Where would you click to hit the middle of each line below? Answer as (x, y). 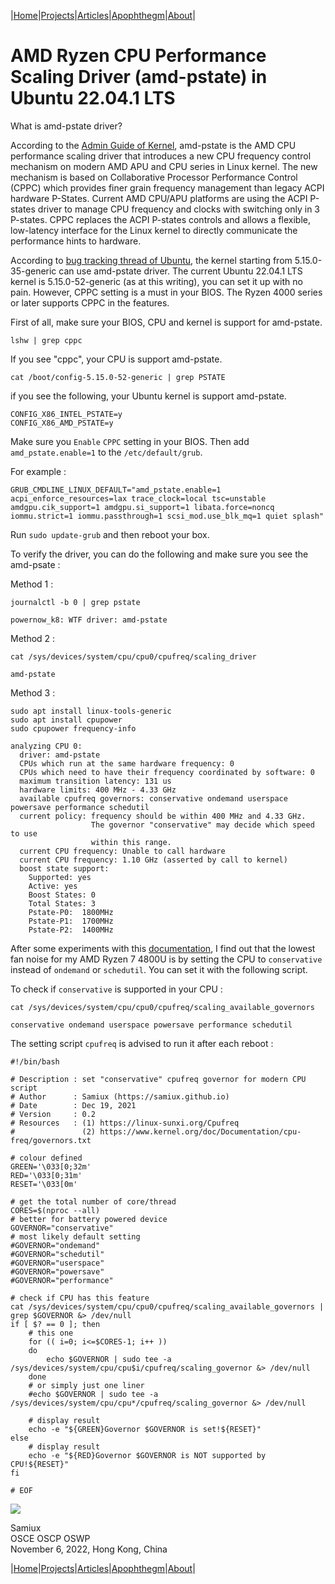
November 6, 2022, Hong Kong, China (89, 1549)
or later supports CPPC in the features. (90, 302)
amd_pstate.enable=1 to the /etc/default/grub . (106, 452)
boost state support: (64, 868)
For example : (38, 471)
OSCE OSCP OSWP (50, 1538)
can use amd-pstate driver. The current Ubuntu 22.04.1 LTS (180, 271)
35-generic (33, 271)
